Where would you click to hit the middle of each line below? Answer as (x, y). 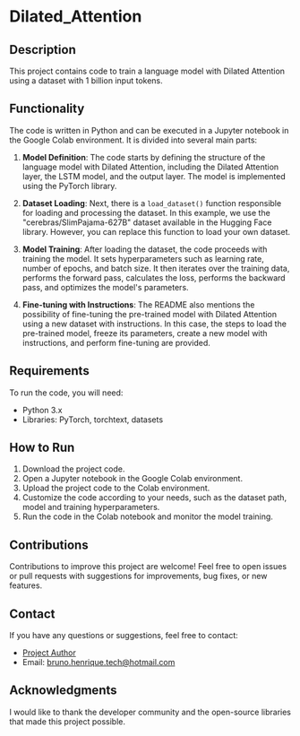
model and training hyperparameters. (91, 507)
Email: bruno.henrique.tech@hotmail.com (99, 662)
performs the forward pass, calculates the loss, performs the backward (154, 277)
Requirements (49, 371)
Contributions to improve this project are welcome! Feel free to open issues (148, 567)
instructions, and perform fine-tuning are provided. (116, 342)
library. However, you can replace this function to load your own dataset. (156, 231)
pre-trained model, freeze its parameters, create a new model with (145, 333)
